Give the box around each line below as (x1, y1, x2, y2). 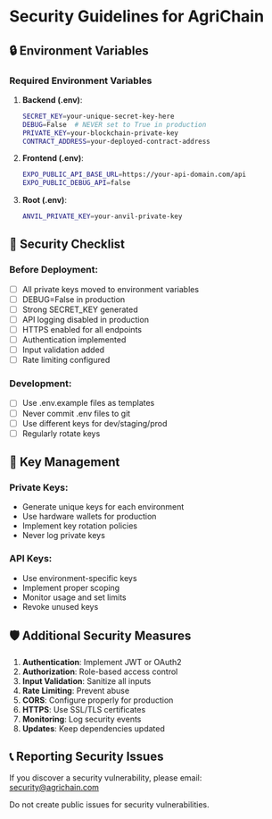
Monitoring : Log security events (21, 713, 142, 724)
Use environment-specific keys (21, 572, 137, 583)
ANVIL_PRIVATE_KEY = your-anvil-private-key (21, 212, 183, 221)
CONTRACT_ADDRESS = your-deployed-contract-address (21, 137, 211, 146)
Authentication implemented (21, 334, 127, 345)
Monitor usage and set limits (21, 592, 127, 603)
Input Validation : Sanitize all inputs (21, 675, 152, 686)
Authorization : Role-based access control (21, 666, 178, 677)
